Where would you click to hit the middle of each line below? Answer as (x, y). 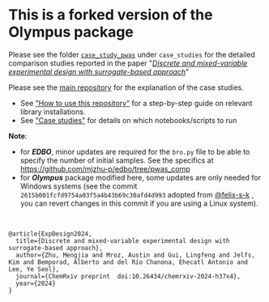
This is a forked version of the (111, 15)
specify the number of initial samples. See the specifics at (117, 160)
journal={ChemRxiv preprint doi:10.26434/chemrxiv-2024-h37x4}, (128, 276)
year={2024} (36, 283)
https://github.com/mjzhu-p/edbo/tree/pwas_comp (105, 168)
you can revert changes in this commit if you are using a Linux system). (139, 203)
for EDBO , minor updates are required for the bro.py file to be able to (135, 151)
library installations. (53, 112)
